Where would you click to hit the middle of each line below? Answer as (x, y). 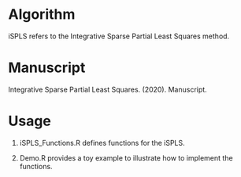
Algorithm (42, 14)
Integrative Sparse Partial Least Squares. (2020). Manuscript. (108, 89)
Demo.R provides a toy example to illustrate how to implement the (126, 157)
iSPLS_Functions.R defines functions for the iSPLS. (102, 143)
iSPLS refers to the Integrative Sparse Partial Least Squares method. (119, 36)
